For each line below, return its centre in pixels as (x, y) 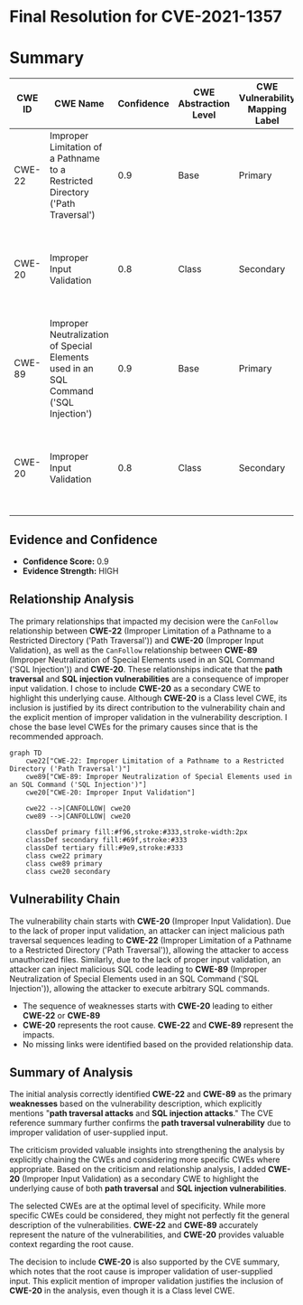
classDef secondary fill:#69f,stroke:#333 (106, 840)
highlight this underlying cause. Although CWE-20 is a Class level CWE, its (148, 698)
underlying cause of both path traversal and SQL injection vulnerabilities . (148, 1188)
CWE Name (79, 104)
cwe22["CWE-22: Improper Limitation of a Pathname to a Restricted (155, 761)
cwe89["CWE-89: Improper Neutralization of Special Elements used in (159, 776)
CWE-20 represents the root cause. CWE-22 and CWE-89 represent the (158, 1025)
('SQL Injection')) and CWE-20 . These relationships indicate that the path (146, 669)
